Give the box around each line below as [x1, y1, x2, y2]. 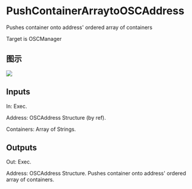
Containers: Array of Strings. [6, 126, 76, 133]
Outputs [6, 142, 37, 152]
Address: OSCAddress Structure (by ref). [6, 114, 106, 121]
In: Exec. [6, 102, 27, 110]
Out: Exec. [6, 158, 31, 165]
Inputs [6, 87, 31, 97]
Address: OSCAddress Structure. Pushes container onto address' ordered [6, 170, 187, 177]
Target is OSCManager [6, 35, 62, 42]
